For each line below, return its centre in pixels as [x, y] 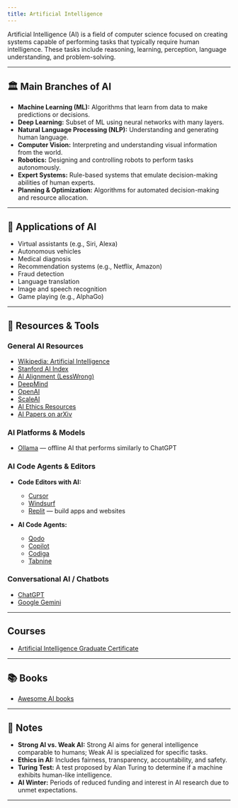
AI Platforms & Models [46, 432]
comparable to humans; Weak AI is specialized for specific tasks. [113, 753]
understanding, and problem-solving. [62, 57]
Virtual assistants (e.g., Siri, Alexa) [68, 244]
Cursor [38, 496]
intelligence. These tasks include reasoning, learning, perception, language [117, 49]
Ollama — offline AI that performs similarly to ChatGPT [97, 448]
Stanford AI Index [43, 368]
